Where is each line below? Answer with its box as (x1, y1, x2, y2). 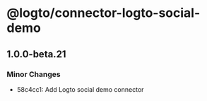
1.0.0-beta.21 (6, 48, 66, 60)
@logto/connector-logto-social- (6, 5, 201, 21)
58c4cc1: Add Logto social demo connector (16, 85, 144, 93)
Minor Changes (6, 69, 61, 79)
